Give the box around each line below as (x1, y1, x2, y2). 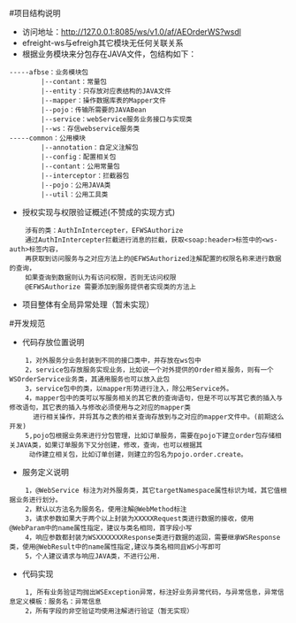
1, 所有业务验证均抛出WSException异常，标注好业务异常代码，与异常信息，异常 (25, 588, 278, 596)
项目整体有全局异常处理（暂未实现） (21, 299, 155, 310)
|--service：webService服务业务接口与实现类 (41, 115, 193, 124)
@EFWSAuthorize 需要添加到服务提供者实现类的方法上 (25, 282, 197, 291)
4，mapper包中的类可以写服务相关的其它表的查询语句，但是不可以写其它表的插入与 (25, 394, 283, 403)
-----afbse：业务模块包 (9, 68, 88, 77)
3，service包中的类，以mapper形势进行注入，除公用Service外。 (25, 384, 233, 393)
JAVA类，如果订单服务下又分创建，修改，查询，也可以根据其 (15, 441, 203, 450)
